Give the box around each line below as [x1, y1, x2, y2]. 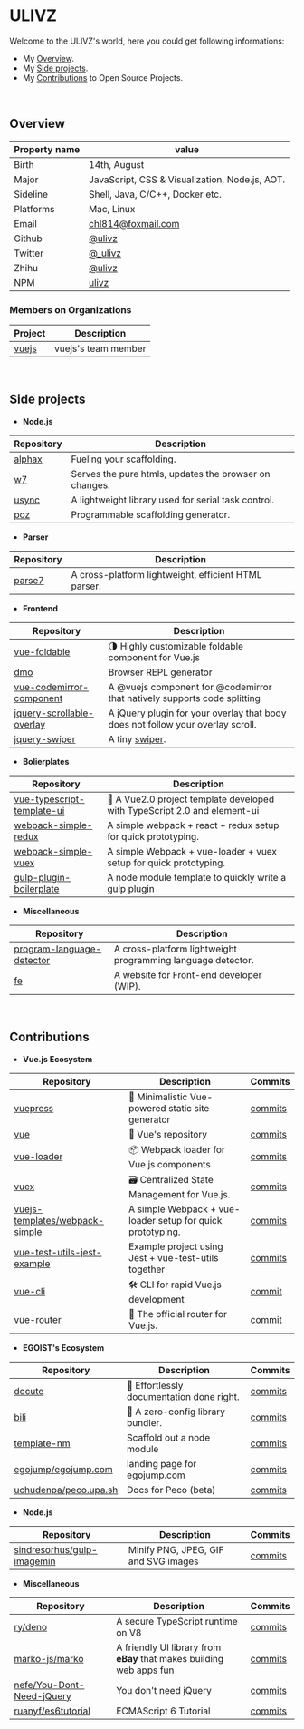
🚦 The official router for [128, 1307, 228, 1320]
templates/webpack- [14, 1214, 104, 1226]
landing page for [126, 1457, 197, 1470]
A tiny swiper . [108, 732, 166, 745]
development [128, 1293, 185, 1305]
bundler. [126, 1416, 163, 1429]
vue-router [14, 1313, 62, 1325]
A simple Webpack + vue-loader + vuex [107, 845, 278, 857]
